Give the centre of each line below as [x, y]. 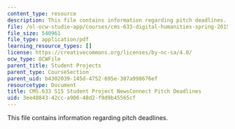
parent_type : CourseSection [48, 72]
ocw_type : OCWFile [34, 59]
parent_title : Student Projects [54, 66]
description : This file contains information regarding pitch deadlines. [117, 20]
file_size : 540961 [34, 33]
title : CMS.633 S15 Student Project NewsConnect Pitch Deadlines [104, 91]
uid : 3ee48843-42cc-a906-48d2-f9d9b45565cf [72, 98]
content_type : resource [42, 14]
